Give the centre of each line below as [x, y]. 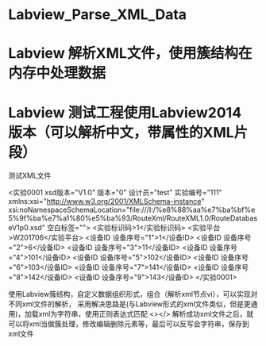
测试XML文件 [30, 175]
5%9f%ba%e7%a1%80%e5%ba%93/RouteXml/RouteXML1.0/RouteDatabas [133, 218]
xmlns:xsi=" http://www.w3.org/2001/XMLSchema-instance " [106, 202]
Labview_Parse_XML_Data [98, 15]
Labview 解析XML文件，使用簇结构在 [130, 54]
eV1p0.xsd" [27, 228]
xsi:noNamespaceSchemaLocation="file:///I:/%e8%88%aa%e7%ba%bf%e [132, 210]
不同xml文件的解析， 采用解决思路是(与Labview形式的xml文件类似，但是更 [130, 304]
